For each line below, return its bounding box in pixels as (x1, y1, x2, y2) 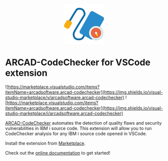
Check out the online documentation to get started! (5, 150, 110, 156)
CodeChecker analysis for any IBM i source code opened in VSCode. (5, 131, 147, 137)
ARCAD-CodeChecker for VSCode (5, 57, 151, 68)
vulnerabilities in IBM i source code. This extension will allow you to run (5, 125, 152, 131)
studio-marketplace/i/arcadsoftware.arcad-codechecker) (5, 110, 123, 116)
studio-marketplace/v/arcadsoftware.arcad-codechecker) (5, 94, 124, 100)
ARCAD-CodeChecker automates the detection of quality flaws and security (5, 120, 162, 126)
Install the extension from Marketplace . (5, 140, 86, 146)
